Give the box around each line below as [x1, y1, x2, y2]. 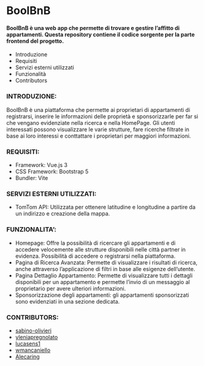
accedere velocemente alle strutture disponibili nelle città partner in [15, 245, 186, 253]
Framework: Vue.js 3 [15, 161, 68, 168]
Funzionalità [15, 70, 47, 78]
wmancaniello [15, 346, 51, 354]
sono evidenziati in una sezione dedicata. [15, 297, 120, 305]
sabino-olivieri [15, 327, 52, 334]
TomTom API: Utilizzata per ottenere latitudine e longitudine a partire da [15, 203, 196, 211]
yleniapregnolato [15, 333, 58, 340]
